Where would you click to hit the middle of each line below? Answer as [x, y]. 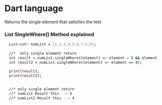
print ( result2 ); [25, 76]
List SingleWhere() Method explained [49, 34]
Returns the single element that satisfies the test [53, 22]
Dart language [34, 8]
